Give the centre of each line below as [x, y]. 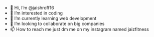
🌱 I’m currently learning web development [53, 18]
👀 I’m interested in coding [36, 13]
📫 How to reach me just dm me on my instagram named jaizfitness [79, 29]
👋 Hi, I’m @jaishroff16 [32, 8]
